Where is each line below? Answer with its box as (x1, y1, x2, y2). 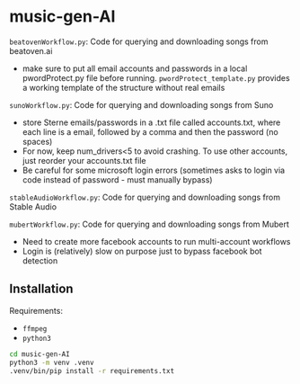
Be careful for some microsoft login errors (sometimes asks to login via (22, 165, 286, 175)
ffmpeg (22, 324, 48, 334)
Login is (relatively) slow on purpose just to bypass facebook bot (22, 246, 262, 256)
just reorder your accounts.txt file (22, 155, 146, 165)
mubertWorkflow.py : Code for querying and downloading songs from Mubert (9, 219, 290, 229)
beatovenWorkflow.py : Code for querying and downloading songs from (9, 36, 269, 47)
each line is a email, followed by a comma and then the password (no (22, 126, 278, 137)
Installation (9, 281, 74, 297)
